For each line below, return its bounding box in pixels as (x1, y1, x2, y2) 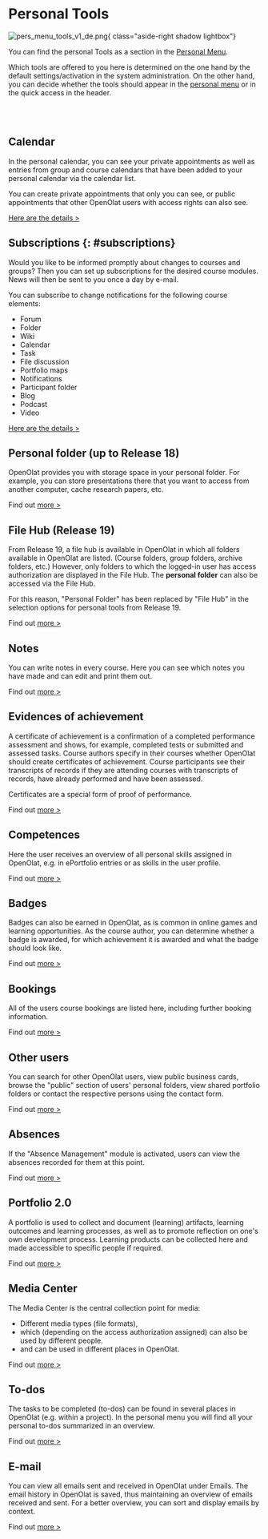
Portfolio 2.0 (8, 1196, 72, 1210)
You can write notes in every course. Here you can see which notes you (8, 663, 246, 672)
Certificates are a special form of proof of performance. (8, 789, 192, 799)
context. (8, 1507, 36, 1517)
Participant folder (19, 382, 78, 392)
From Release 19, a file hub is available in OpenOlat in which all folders (8, 545, 240, 554)
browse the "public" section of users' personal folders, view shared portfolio (8, 1081, 260, 1090)
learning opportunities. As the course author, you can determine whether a (8, 926, 254, 936)
